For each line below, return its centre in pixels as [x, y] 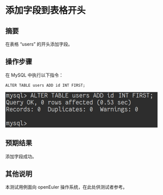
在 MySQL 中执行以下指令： [34, 75]
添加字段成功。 [21, 156]
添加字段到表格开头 [46, 10]
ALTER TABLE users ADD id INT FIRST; [45, 85]
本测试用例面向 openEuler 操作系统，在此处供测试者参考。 [66, 187]
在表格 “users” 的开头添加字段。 [39, 44]
